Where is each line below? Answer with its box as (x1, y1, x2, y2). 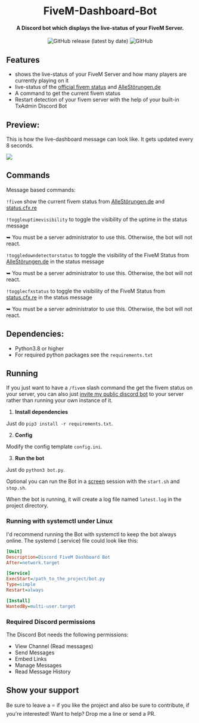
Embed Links (14, 655, 47, 662)
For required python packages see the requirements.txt (14, 351, 153, 358)
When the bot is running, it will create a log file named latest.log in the (6, 496, 182, 503)
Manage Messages (14, 662, 62, 669)
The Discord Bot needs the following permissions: (6, 631, 129, 638)
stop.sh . (6, 484, 27, 491)
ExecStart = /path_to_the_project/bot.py (6, 576, 105, 582)
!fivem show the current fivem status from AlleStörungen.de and (6, 198, 165, 205)
